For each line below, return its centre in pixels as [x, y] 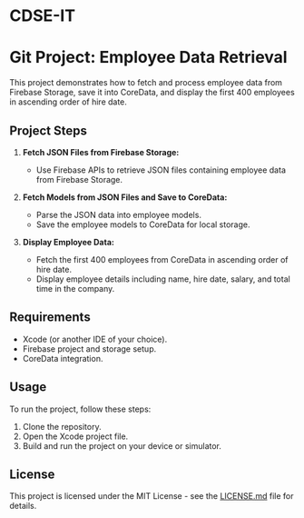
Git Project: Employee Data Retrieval [148, 58]
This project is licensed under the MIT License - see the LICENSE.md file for [152, 496]
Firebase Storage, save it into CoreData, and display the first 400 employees [152, 93]
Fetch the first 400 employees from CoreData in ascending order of [162, 259]
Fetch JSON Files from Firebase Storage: [101, 152]
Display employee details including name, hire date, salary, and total [163, 279]
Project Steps [49, 130]
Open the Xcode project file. [75, 436]
